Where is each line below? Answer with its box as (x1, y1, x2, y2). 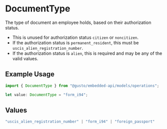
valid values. (12, 55, 38, 61)
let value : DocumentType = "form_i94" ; (5, 92, 88, 97)
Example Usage (5, 70, 55, 79)
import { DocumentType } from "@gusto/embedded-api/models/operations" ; (5, 83, 160, 88)
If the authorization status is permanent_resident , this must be (12, 39, 139, 45)
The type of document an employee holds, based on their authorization (5, 19, 152, 25)
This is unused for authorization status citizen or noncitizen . (12, 34, 139, 40)
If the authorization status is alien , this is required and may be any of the (12, 50, 163, 56)
